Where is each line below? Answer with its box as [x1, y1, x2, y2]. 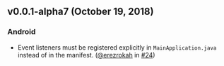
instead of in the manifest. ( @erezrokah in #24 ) [17, 50, 155, 59]
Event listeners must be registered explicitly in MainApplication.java [17, 43, 217, 52]
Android [7, 27, 36, 37]
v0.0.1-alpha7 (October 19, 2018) [7, 6, 154, 18]
